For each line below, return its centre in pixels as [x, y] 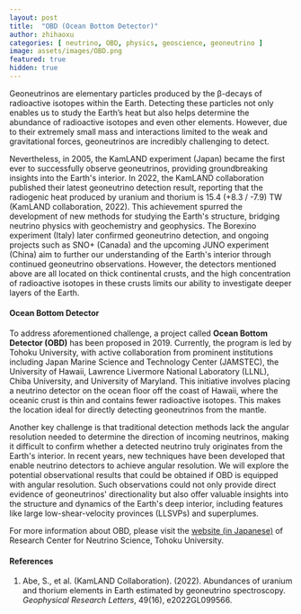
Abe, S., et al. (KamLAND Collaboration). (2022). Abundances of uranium [157, 581]
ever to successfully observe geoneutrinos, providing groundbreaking [138, 168]
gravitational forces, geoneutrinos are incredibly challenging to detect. [139, 141]
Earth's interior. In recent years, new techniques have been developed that [147, 456]
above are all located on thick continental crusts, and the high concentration [150, 273]
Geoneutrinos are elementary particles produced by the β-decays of [136, 93]
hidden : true [34, 68]
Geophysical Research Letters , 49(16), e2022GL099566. [127, 600]
